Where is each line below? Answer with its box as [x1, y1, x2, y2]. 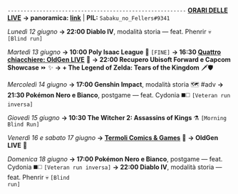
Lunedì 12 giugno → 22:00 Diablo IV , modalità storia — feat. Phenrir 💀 [7, 28, 212, 36]
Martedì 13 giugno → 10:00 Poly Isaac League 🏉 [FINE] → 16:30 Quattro [7, 48, 222, 56]
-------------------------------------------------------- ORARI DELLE [7, 6, 228, 14]
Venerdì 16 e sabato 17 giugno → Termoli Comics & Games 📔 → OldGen [7, 134, 219, 141]
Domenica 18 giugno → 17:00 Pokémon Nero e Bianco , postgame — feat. [7, 155, 223, 163]
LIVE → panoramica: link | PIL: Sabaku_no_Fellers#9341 [7, 14, 170, 22]
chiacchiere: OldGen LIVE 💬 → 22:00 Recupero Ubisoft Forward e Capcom [7, 55, 231, 63]
